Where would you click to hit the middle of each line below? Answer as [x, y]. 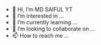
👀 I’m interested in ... [38, 16]
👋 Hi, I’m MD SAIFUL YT [42, 9]
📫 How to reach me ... [40, 36]
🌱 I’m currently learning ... [45, 22]
